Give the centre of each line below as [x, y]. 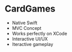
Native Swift [24, 23]
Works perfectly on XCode [40, 33]
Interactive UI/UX [30, 39]
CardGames [30, 9]
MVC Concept [26, 28]
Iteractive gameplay [32, 44]
